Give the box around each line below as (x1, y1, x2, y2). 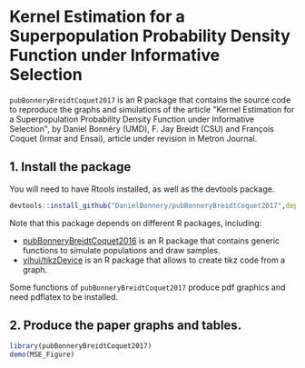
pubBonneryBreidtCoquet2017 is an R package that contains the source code (9, 94, 291, 105)
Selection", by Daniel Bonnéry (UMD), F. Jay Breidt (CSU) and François (9, 123, 274, 134)
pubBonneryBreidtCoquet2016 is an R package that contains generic (22, 234, 280, 246)
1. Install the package (9, 159, 132, 174)
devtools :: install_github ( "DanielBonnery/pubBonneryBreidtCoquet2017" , (9, 201, 286, 210)
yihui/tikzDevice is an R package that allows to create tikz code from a (22, 254, 286, 265)
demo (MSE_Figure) (9, 350, 75, 360)
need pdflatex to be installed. (9, 291, 119, 302)
